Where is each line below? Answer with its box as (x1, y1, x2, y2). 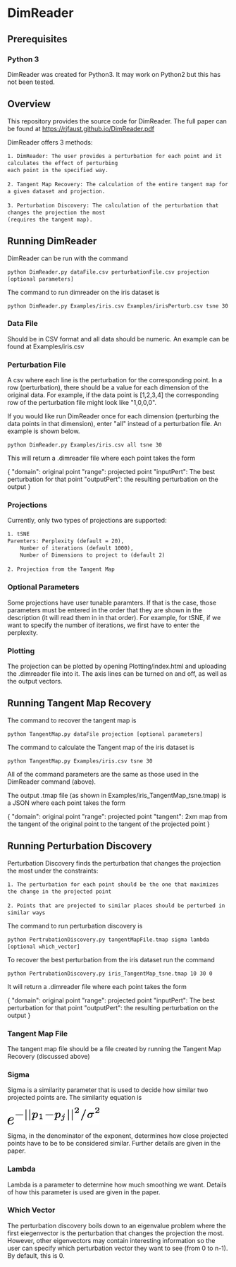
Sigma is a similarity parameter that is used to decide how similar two (7, 1086, 209, 1094)
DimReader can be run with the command (7, 254, 128, 262)
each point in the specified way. (7, 166, 109, 174)
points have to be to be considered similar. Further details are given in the (7, 1139, 221, 1148)
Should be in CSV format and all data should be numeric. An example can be (7, 334, 230, 343)
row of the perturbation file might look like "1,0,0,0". (7, 399, 157, 407)
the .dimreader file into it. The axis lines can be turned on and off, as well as (7, 669, 228, 678)
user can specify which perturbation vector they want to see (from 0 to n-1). (7, 1244, 228, 1252)
